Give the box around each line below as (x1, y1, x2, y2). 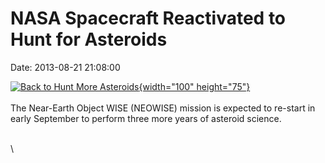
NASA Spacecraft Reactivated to (10, 7, 287, 30)
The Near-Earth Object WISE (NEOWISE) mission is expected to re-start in (10, 102, 316, 114)
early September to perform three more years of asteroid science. (10, 112, 282, 124)
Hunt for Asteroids (10, 28, 168, 51)
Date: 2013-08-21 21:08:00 (10, 61, 121, 73)
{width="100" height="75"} (138, 80, 251, 92)
